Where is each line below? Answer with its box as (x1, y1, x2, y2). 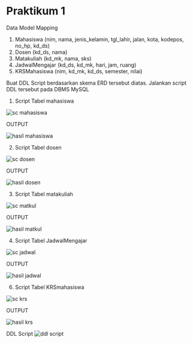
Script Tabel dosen (14, 144, 62, 151)
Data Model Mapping (6, 24, 58, 31)
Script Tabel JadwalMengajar (14, 237, 88, 244)
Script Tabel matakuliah (14, 190, 74, 198)
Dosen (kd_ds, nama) (14, 48, 68, 55)
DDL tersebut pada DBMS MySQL (6, 85, 89, 93)
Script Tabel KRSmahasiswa (14, 284, 85, 291)
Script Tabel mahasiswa (14, 97, 74, 105)
